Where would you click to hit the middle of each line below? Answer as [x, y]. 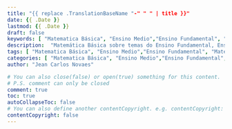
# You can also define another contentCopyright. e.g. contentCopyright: [116, 109]
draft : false [26, 33]
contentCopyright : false [43, 115]
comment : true [28, 90]
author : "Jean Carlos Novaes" [51, 64]
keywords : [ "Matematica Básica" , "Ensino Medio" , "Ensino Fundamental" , [114, 39]
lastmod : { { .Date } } [38, 26]
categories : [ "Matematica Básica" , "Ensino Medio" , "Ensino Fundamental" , [117, 58]
